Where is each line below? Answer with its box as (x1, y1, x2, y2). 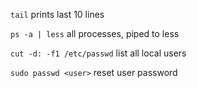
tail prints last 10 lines (10, 9, 105, 20)
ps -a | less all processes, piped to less (10, 28, 180, 39)
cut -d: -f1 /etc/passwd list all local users (10, 47, 187, 59)
